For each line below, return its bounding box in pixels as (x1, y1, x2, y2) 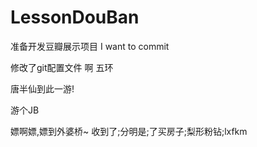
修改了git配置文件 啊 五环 (10, 61, 114, 73)
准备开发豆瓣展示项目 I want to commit (10, 40, 170, 52)
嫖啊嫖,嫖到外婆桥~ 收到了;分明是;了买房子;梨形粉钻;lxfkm (10, 125, 248, 137)
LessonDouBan (10, 6, 140, 29)
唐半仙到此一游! (10, 82, 75, 95)
